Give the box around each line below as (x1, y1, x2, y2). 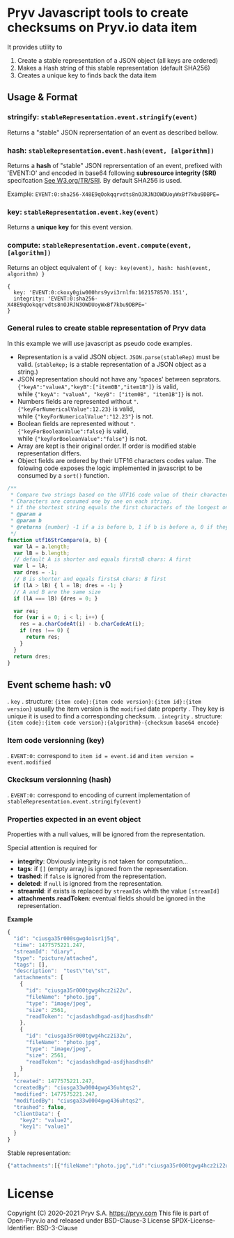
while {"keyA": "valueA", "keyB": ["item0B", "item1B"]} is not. (17, 389, 203, 398)
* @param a (10, 511, 42, 518)
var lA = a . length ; (13, 543, 70, 550)
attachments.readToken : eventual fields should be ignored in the (17, 894, 205, 903)
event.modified (7, 759, 52, 766)
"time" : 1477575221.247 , (13, 942, 86, 949)
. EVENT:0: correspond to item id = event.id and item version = (7, 751, 194, 760)
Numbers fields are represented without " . (17, 397, 139, 405)
